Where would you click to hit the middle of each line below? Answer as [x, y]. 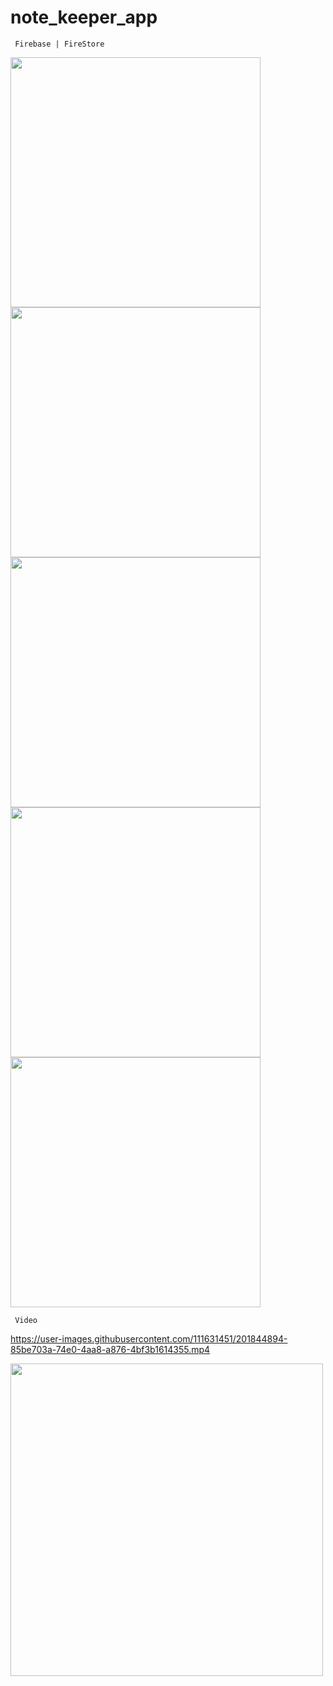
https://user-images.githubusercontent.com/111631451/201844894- [149, 1338]
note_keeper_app [84, 17]
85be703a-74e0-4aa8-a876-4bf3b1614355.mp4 [110, 1349]
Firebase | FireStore [59, 44]
